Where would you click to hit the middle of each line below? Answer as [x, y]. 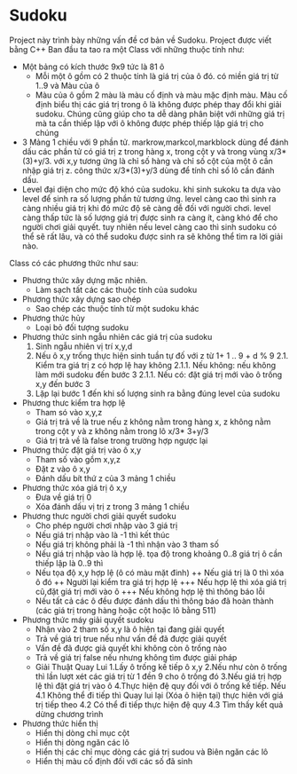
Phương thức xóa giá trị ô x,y [74, 487]
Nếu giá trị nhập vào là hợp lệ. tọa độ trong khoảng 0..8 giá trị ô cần [159, 553]
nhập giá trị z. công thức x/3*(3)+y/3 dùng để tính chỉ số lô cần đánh [148, 170]
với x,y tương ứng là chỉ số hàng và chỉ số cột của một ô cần [163, 161]
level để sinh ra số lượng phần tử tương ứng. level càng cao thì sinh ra [149, 198]
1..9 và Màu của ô [67, 85]
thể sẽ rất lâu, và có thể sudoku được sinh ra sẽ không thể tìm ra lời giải [152, 236]
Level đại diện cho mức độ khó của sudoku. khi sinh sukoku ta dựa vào [151, 189]
